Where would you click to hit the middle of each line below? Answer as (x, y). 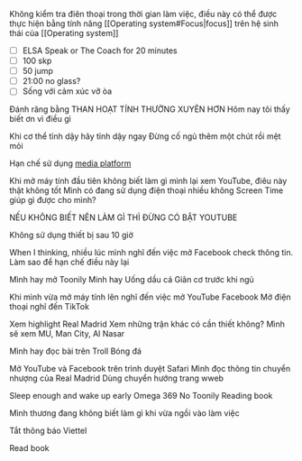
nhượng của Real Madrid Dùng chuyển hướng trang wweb (116, 378)
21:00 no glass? (51, 81)
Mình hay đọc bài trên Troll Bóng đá (76, 351)
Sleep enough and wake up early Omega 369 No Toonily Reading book (141, 396)
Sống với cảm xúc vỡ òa (67, 91)
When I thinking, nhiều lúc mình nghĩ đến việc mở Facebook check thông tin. (151, 253)
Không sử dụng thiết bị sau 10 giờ (71, 235)
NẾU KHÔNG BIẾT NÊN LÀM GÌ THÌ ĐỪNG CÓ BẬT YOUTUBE (124, 217)
